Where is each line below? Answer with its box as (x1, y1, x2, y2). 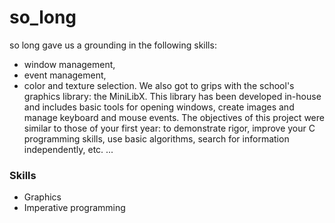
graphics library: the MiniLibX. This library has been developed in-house (23, 90, 322, 102)
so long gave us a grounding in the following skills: (9, 39, 217, 51)
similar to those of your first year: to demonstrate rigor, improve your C (23, 122, 316, 134)
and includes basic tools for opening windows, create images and (23, 101, 295, 113)
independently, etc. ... (23, 143, 114, 155)
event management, (23, 69, 107, 81)
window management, (23, 58, 116, 70)
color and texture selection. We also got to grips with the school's (23, 79, 295, 91)
